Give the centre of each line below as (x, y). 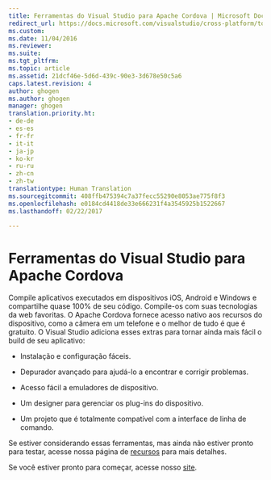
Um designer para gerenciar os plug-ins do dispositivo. (112, 403)
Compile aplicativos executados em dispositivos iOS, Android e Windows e (133, 298)
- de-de (21, 121)
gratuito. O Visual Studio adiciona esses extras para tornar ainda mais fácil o (135, 332)
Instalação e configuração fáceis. (75, 356)
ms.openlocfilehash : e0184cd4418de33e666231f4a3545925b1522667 (117, 204)
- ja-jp (21, 151)
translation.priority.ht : (52, 114)
